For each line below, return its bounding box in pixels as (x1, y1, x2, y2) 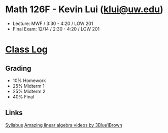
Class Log (5, 44, 48, 56)
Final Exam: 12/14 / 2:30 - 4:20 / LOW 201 (12, 25, 100, 32)
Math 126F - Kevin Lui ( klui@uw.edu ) (5, 4, 163, 15)
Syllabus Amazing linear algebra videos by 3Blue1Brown (5, 122, 123, 128)
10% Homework (12, 77, 46, 84)
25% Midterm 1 (12, 83, 45, 89)
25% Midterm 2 (12, 88, 46, 94)
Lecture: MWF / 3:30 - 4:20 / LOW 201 (12, 20, 93, 26)
